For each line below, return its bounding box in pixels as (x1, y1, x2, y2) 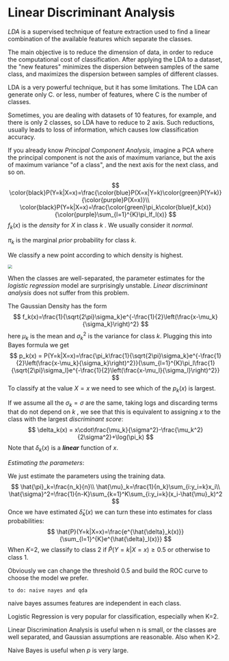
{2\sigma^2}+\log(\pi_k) (77, 433, 144, 441)
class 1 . (8, 553, 29, 561)
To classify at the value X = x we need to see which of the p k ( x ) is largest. (8, 384, 216, 394)
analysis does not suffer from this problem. (8, 289, 129, 297)
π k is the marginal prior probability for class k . (8, 236, 137, 246)
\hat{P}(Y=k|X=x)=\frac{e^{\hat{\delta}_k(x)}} (56, 527, 184, 536)
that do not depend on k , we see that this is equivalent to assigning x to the (8, 408, 221, 416)
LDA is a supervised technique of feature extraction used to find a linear (8, 27, 211, 36)
